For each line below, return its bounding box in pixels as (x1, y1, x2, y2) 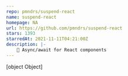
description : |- (6, 42, 46, 48)
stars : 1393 (6, 31, 35, 37)
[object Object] (6, 63, 43, 70)
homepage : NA (6, 19, 38, 25)
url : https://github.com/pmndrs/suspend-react (6, 25, 123, 31)
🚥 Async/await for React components (17, 47, 107, 53)
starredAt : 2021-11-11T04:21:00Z (6, 36, 88, 42)
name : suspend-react (6, 14, 57, 20)
